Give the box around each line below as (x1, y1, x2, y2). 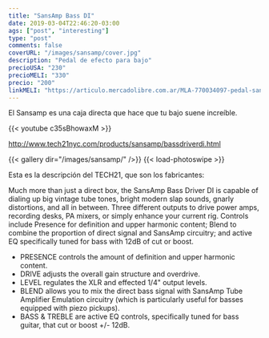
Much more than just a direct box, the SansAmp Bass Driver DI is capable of (8, 186, 259, 195)
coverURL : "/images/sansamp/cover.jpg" (8, 49, 142, 57)
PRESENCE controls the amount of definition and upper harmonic (19, 252, 236, 262)
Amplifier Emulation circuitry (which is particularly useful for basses (19, 295, 244, 304)
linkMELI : (8, 86, 42, 95)
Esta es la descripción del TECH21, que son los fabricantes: (8, 170, 205, 180)
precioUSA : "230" (8, 64, 66, 72)
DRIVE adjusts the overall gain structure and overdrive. (19, 269, 200, 279)
